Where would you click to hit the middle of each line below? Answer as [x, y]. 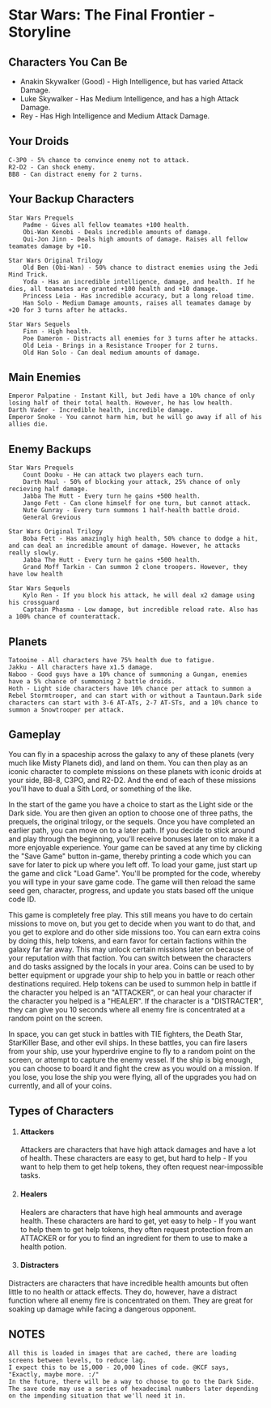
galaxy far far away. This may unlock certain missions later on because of [131, 949]
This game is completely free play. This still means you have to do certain [131, 914]
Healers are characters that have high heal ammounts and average [131, 1212]
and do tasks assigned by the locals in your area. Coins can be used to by [131, 966]
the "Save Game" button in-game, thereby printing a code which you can [130, 856]
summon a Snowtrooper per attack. [67, 710]
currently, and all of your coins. [60, 1085]
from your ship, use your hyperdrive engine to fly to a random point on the [132, 1051]
